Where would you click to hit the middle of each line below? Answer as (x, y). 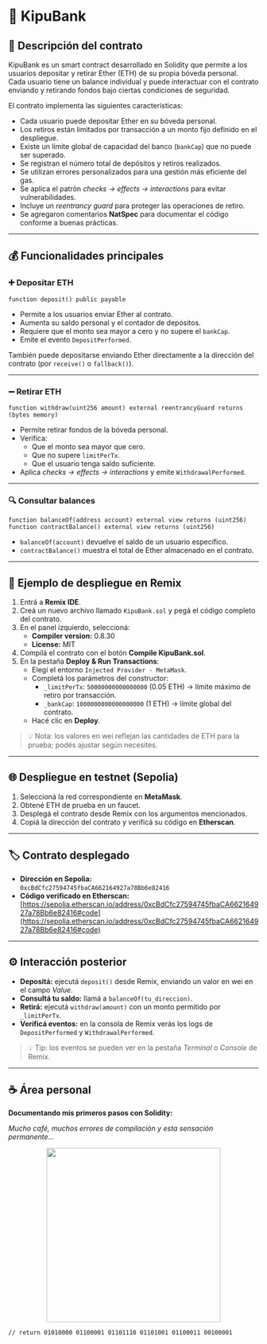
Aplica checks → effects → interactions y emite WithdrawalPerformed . (133, 472)
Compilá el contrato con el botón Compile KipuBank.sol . (113, 653)
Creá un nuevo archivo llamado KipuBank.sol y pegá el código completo (137, 611)
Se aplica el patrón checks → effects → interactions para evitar (123, 189)
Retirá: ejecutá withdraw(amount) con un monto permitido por (120, 1006)
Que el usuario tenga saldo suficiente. (94, 463)
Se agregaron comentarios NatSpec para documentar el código (124, 214)
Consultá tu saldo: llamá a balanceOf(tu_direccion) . (106, 998)
